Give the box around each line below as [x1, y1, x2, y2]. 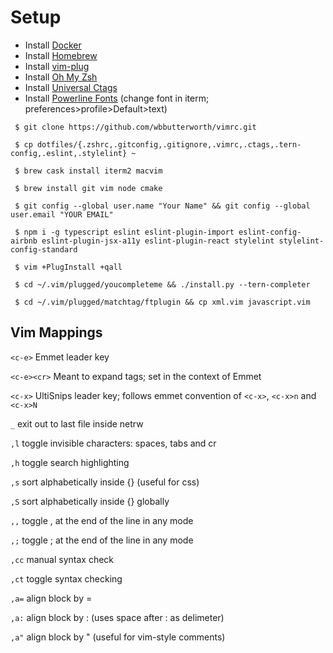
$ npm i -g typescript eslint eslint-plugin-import [14, 227, 235, 237]
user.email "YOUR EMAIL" [10, 209, 114, 220]
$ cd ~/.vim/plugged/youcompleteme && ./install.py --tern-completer [14, 279, 311, 290]
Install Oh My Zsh [24, 71, 98, 83]
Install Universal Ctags [24, 81, 118, 93]
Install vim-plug [24, 60, 90, 72]
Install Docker [24, 39, 82, 51]
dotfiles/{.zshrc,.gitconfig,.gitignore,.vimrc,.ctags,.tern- [36, 139, 302, 150]
